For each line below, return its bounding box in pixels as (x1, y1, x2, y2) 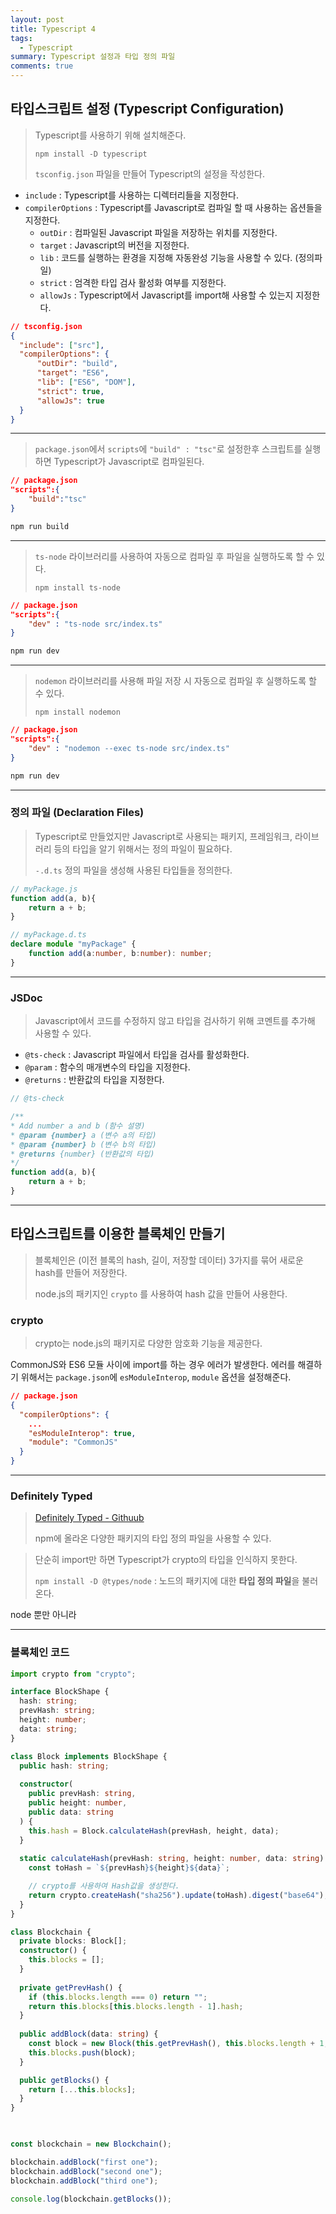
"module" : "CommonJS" (28, 1437, 118, 1448)
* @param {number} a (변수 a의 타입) (10, 1130, 157, 1140)
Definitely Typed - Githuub (34, 1512, 145, 1524)
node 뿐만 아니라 (10, 1609, 77, 1621)
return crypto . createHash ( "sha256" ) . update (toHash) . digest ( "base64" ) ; (28, 1890, 329, 1900)
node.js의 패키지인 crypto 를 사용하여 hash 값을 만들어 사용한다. (34, 1287, 288, 1300)
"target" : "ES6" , (36, 368, 110, 378)
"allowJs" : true (36, 396, 105, 406)
